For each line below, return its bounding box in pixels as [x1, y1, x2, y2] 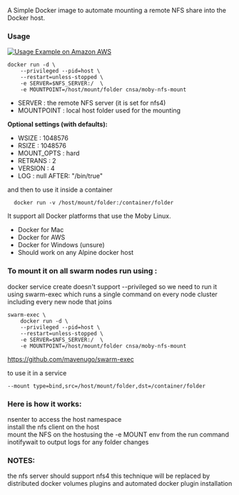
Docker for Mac [17, 226, 64, 234]
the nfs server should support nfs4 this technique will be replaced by [7, 471, 210, 480]
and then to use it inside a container [7, 185, 113, 194]
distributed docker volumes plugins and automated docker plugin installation [7, 479, 233, 488]
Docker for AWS [17, 233, 66, 241]
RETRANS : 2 [17, 157, 56, 165]
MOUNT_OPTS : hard [17, 149, 80, 157]
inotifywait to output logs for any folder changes [7, 437, 149, 446]
